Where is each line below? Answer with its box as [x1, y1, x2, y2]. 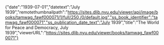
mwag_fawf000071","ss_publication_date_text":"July [5, 19, 110, 25]
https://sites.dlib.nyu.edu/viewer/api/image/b [68, 9, 158, 15]
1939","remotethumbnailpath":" [5, 9, 68, 15]
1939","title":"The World [111, 19, 159, 25]
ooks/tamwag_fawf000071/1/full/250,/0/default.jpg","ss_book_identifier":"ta [5, 15, 158, 20]
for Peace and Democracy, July [5, 25, 69, 30]
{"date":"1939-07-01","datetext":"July [5, 4, 80, 10]
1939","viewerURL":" [5, 30, 47, 35]
